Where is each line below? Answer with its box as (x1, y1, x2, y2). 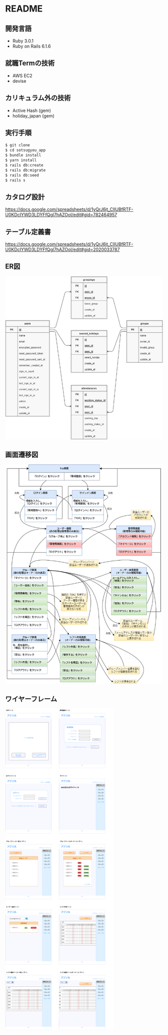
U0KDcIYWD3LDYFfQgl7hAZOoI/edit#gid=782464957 (5, 212, 117, 218)
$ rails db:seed (5, 173, 39, 178)
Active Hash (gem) (12, 107, 51, 113)
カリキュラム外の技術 (5, 94, 71, 102)
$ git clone (5, 143, 30, 148)
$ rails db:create (5, 163, 43, 168)
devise (12, 78, 26, 84)
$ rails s (5, 178, 26, 183)
